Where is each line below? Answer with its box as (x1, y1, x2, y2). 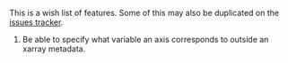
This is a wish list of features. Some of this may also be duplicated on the (9, 8, 280, 18)
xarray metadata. (22, 43, 86, 54)
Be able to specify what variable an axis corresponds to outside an (22, 35, 269, 44)
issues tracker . (9, 17, 64, 28)
